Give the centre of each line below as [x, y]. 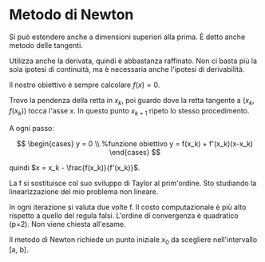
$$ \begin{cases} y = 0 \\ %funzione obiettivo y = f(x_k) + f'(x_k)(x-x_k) [135, 143]
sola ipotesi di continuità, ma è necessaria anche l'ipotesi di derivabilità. [127, 69]
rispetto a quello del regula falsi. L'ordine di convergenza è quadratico [124, 215]
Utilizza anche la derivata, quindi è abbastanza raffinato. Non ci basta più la [133, 61]
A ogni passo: [32, 128]
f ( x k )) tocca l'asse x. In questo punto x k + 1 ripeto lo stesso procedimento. [129, 111]
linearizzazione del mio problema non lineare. [84, 191]
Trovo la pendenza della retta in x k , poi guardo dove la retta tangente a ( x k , [132, 101]
